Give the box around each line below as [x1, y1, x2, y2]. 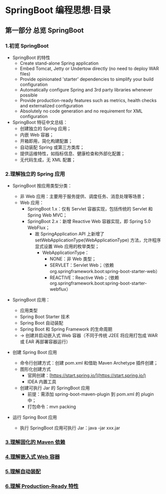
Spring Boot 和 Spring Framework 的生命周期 [19, 326, 112, 332]
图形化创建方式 [19, 366, 51, 372]
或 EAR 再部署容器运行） [19, 338, 71, 345]
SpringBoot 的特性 [12, 54, 50, 60]
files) [19, 70, 31, 76]
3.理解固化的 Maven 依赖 [5, 438, 65, 445]
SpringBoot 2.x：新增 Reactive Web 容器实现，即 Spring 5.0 [27, 218, 151, 224]
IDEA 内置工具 [27, 378, 56, 385]
